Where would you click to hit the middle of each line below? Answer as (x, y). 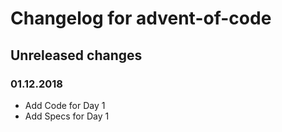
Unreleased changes (76, 55)
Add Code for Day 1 (65, 105)
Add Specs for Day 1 (67, 116)
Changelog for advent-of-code (141, 18)
